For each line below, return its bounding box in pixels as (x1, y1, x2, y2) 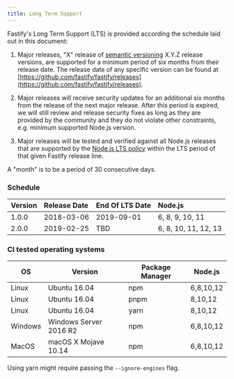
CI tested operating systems (7, 244, 105, 254)
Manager (140, 272, 172, 281)
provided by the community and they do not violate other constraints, (17, 116, 217, 124)
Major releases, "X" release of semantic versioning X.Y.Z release (17, 50, 203, 59)
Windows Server (47, 317, 102, 327)
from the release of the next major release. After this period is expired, (17, 101, 219, 109)
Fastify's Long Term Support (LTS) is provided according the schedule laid (7, 29, 221, 38)
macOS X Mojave (47, 337, 104, 347)
